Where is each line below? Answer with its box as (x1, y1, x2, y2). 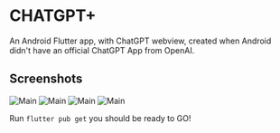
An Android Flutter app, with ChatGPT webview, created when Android (9, 35, 272, 46)
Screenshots (9, 71, 83, 87)
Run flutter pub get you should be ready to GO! (9, 112, 191, 123)
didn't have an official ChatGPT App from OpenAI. (9, 44, 195, 55)
